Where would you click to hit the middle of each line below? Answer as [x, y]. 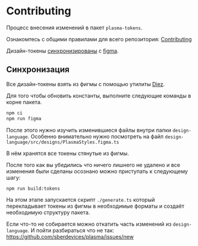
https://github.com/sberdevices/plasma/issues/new [70, 237]
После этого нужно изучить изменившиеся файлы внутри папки [89, 130]
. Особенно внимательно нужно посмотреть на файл [96, 136]
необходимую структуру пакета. [48, 212]
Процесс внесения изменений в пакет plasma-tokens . [74, 28]
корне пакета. [24, 102]
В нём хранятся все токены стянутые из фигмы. [67, 153]
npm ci [14, 113]
